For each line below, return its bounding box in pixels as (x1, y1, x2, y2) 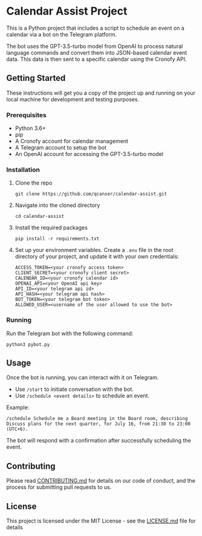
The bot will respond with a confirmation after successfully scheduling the (6, 437, 192, 444)
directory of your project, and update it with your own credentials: (15, 253, 180, 260)
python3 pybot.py (6, 341, 50, 347)
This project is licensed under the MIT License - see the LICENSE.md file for (6, 517, 196, 524)
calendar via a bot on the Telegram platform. (6, 30, 117, 38)
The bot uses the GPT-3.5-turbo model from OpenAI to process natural (6, 42, 183, 50)
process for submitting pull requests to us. (6, 484, 112, 491)
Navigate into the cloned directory (15, 202, 100, 209)
